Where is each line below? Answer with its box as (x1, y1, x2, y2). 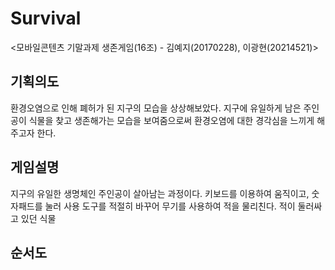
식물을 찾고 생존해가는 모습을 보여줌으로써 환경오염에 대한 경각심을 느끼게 (28, 114, 315, 126)
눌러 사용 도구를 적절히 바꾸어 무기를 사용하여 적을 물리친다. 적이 (44, 200, 296, 212)
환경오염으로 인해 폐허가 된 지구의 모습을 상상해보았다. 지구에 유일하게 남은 (10, 102, 302, 114)
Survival (10, 7, 82, 30)
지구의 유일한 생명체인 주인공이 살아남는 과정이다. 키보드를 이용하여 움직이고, (10, 187, 310, 199)
